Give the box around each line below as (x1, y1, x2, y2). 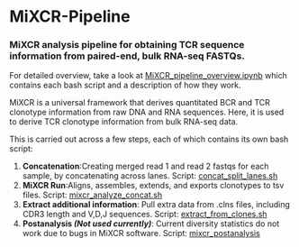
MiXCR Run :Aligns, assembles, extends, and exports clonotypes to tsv (22, 180, 285, 191)
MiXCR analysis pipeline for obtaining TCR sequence (9, 39, 245, 51)
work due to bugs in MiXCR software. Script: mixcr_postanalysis (22, 228, 261, 239)
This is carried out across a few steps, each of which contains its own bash (9, 133, 289, 145)
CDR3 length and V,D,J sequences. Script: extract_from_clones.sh (22, 209, 267, 220)
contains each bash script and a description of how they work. (9, 79, 241, 91)
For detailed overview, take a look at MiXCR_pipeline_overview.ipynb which (9, 70, 288, 81)
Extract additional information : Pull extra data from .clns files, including (22, 199, 291, 210)
